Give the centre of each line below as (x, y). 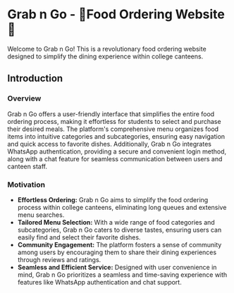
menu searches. (41, 215)
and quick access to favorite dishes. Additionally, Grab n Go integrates (109, 144)
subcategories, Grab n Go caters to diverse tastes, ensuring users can (119, 230)
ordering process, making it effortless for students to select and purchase (114, 121)
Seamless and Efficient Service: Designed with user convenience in (117, 267)
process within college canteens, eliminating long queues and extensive (122, 207)
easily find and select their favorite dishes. (79, 237)
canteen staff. (27, 166)
